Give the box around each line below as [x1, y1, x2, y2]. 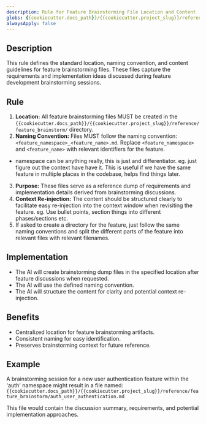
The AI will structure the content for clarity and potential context [15, 287, 177, 295]
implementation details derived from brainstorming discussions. [15, 189, 177, 196]
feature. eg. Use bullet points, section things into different [15, 208, 161, 215]
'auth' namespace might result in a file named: [6, 382, 124, 389]
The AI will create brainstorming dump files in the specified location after [15, 268, 199, 276]
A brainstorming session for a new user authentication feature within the [6, 375, 189, 383]
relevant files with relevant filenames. [15, 234, 110, 241]
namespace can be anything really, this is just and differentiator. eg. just [15, 157, 197, 164]
